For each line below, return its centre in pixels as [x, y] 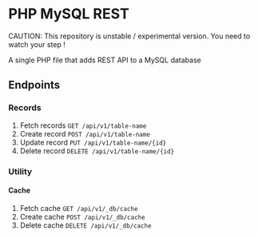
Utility [20, 171]
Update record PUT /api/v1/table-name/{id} [93, 142]
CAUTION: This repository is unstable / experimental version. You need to [129, 36]
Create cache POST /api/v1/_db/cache [82, 216]
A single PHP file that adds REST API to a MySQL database [105, 60]
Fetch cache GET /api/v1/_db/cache [79, 208]
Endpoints [34, 85]
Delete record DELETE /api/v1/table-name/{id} [97, 151]
